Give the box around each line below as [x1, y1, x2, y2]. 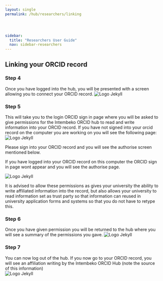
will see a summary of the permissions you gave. [5, 232, 103, 238]
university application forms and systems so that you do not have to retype [5, 198, 155, 204]
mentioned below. [5, 149, 41, 156]
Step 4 [5, 75, 21, 82]
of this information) [5, 265, 44, 271]
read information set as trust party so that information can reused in [5, 193, 141, 199]
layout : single [5, 7, 36, 12]
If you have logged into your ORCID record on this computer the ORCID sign [5, 159, 157, 165]
